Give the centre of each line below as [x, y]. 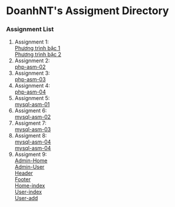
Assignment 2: [32, 61]
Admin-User [29, 167]
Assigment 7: [30, 123]
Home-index [30, 186]
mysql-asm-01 [32, 105]
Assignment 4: [32, 86]
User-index [28, 192]
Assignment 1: [32, 42]
